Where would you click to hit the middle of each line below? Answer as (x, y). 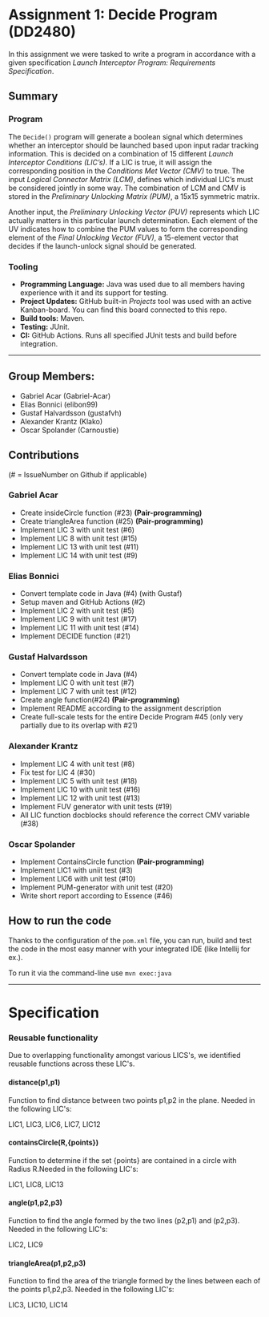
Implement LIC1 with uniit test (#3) (76, 870)
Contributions (44, 455)
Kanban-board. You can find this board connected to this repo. (123, 310)
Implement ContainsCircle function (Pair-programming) (112, 862)
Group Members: (52, 377)
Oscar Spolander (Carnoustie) (69, 430)
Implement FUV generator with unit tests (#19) (96, 806)
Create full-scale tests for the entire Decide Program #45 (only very (131, 717)
